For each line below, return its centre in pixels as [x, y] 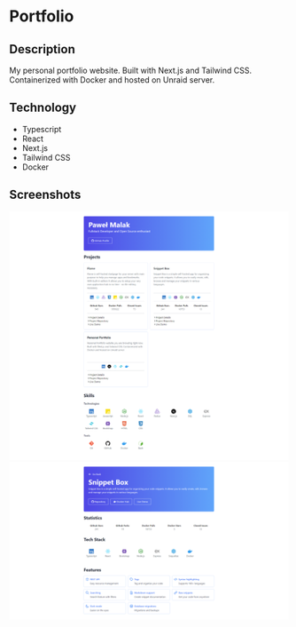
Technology [43, 108]
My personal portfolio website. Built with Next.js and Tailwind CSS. [131, 70]
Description [42, 49]
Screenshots [45, 195]
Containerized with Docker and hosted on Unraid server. [112, 80]
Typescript [42, 129]
